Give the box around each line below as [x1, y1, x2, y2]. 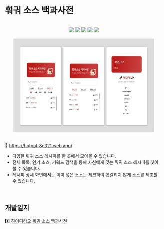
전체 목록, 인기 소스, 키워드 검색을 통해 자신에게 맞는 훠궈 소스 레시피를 [12, 159, 150, 165]
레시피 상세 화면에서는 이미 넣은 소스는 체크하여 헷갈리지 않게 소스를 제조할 [12, 171, 158, 178]
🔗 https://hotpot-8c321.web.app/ [5, 142, 73, 148]
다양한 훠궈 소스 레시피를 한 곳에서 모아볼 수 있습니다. [12, 153, 116, 159]
